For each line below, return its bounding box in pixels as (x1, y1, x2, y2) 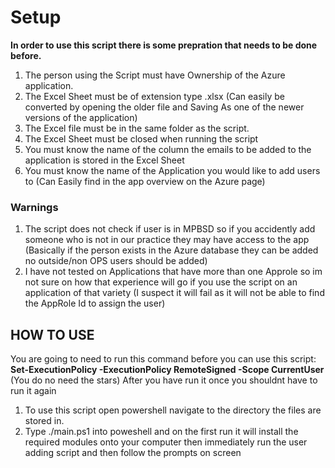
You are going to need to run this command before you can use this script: (10, 353, 317, 365)
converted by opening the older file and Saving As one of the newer (24, 101, 305, 113)
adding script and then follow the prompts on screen (24, 447, 242, 459)
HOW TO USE (10, 326, 95, 343)
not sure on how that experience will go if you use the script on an (24, 276, 298, 288)
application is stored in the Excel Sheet (24, 154, 185, 166)
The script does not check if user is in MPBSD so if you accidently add (24, 223, 316, 235)
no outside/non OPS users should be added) (24, 255, 208, 267)
